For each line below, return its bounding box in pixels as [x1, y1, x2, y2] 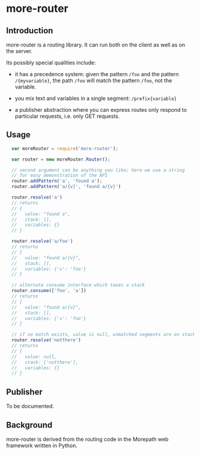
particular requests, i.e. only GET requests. [14, 112, 120, 120]
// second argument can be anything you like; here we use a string [11, 167, 185, 173]
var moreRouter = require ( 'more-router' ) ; [11, 145, 118, 152]
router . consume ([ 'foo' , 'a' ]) [11, 288, 86, 294]
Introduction [6, 26, 54, 36]
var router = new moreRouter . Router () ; [11, 156, 111, 162]
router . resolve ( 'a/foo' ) [11, 239, 73, 244]
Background [6, 420, 52, 430]
